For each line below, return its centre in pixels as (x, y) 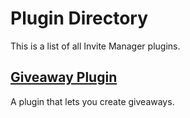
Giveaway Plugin (64, 77)
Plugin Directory (79, 18)
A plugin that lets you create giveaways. (92, 101)
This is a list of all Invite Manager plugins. (95, 46)
